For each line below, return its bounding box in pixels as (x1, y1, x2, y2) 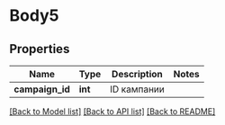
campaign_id (13, 83, 70, 95)
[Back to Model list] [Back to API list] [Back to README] (9, 106, 216, 117)
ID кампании (109, 83, 165, 95)
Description (111, 68, 164, 80)
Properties (9, 41, 70, 57)
